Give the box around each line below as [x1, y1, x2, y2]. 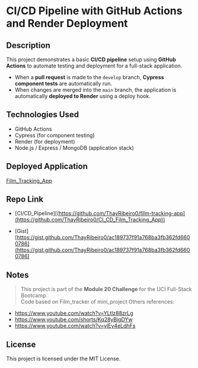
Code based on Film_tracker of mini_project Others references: [20, 298, 175, 305]
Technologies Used [6, 109, 79, 120]
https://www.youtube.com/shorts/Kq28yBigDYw [14, 316, 133, 323]
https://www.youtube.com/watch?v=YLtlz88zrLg [14, 309, 133, 317]
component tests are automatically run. [14, 80, 113, 87]
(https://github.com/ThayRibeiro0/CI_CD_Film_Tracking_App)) [14, 216, 165, 223]
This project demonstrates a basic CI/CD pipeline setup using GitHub [6, 56, 177, 63]
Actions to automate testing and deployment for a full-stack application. [6, 62, 183, 69]
